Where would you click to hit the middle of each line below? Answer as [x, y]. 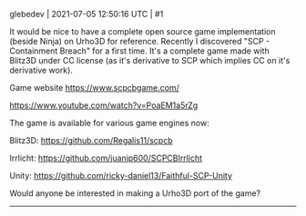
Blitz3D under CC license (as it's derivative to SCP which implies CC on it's [150, 60]
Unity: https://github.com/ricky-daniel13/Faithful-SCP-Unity [121, 176]
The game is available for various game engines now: [109, 123]
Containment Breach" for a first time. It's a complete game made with [140, 51]
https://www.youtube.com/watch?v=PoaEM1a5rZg [104, 105]
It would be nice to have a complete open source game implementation [143, 31]
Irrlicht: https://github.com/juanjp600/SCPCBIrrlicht [106, 158]
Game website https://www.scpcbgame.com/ [94, 88]
